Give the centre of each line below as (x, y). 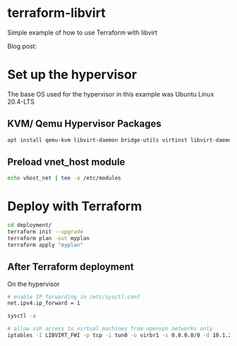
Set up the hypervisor (72, 75)
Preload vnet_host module (66, 162)
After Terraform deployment (71, 267)
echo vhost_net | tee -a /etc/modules (64, 178)
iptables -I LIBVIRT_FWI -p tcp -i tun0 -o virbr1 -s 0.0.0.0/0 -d (109, 335)
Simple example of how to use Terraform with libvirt (82, 32)
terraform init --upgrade (45, 232)
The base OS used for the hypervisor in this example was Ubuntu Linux (111, 94)
